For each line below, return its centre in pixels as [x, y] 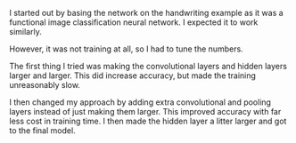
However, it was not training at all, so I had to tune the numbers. [126, 49]
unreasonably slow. [45, 85]
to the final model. [42, 131]
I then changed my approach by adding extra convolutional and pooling [140, 102]
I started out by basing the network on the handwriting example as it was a [146, 13]
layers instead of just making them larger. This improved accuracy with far [145, 111]
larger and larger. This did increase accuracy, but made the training [133, 75]
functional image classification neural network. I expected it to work [134, 22]
